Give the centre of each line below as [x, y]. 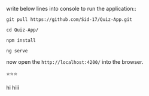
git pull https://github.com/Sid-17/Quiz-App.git [69, 20]
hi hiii [13, 88]
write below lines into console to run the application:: [71, 9]
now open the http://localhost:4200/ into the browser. [75, 62]
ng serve [17, 51]
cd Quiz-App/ [22, 30]
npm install [21, 41]
